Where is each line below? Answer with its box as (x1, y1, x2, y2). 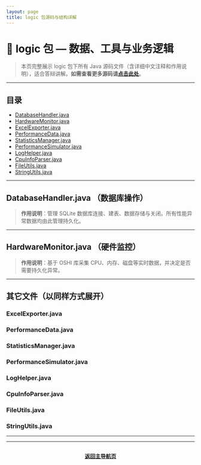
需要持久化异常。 (20, 267, 63, 274)
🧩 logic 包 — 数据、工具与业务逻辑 (6, 42, 174, 56)
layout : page (6, 8, 39, 15)
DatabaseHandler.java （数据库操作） (6, 192, 148, 203)
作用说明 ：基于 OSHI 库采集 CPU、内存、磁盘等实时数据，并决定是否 (20, 259, 191, 266)
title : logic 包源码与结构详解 (6, 14, 77, 20)
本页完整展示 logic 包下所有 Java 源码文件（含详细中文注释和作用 (20, 63, 182, 70)
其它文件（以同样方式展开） (6, 291, 109, 302)
